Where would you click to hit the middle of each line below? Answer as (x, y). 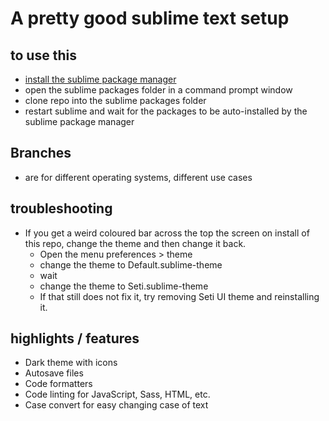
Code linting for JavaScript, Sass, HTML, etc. (117, 394)
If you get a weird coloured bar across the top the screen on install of (167, 233)
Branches (41, 153)
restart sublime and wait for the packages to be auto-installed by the (166, 111)
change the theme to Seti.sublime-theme (124, 286)
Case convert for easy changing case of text (116, 405)
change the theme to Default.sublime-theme (131, 264)
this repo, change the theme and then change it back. (135, 243)
